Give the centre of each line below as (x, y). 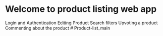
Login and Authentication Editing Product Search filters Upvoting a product (81, 23)
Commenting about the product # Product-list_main (58, 28)
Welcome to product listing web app (81, 9)
